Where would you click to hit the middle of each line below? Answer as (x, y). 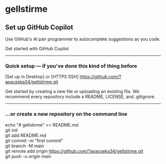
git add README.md (26, 135)
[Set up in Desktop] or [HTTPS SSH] (42, 77)
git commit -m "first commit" (34, 140)
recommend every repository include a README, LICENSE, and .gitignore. (80, 97)
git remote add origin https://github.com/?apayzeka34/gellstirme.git (74, 151)
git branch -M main (25, 146)
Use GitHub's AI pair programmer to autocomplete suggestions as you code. (83, 39)
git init (12, 130)
